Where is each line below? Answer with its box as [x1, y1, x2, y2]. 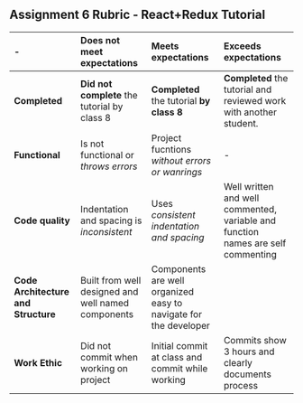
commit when [80, 351, 138, 363]
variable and [224, 214, 277, 227]
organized [151, 285, 195, 297]
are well [151, 274, 185, 286]
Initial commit [151, 339, 208, 351]
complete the [80, 89, 138, 101]
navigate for [151, 307, 203, 320]
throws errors [80, 160, 138, 173]
